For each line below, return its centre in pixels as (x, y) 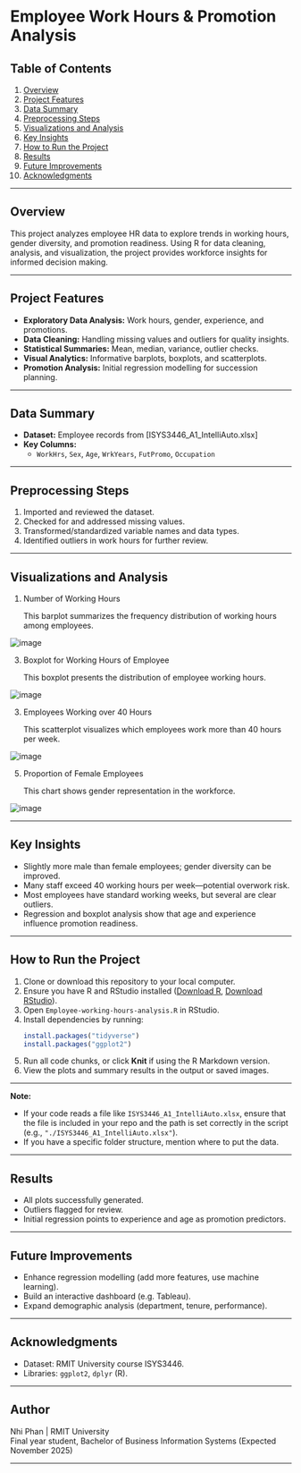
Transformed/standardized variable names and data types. (131, 531)
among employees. (58, 626)
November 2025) (42, 1450)
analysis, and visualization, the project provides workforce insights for (139, 252)
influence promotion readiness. (80, 923)
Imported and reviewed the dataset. (89, 512)
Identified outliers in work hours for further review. (116, 541)
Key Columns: (50, 444)
